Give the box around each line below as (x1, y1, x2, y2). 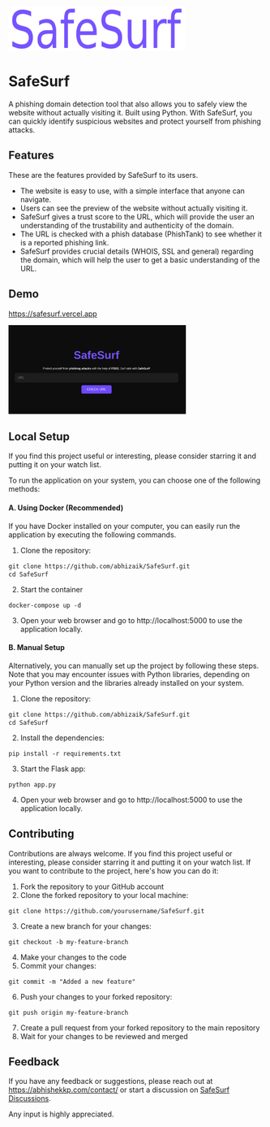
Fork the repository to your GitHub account (19, 882, 165, 891)
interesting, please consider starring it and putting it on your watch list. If (8, 857, 251, 867)
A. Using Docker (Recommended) (8, 502, 124, 513)
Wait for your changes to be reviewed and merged (19, 1031, 188, 1041)
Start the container (19, 584, 84, 594)
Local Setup (8, 429, 71, 444)
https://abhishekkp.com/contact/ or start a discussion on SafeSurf (8, 1085, 229, 1094)
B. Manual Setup (8, 643, 65, 652)
